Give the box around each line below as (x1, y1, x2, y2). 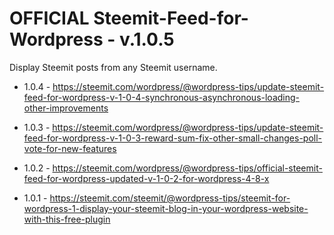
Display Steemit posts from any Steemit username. (9, 61, 218, 73)
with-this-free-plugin (23, 213, 111, 225)
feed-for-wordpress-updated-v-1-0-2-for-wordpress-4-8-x (23, 172, 270, 184)
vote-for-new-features (23, 142, 117, 154)
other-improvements (23, 102, 109, 114)
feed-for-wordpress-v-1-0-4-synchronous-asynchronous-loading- (23, 91, 300, 103)
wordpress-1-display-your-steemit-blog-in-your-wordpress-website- (23, 202, 309, 214)
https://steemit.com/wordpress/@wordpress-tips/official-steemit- (52, 162, 323, 174)
